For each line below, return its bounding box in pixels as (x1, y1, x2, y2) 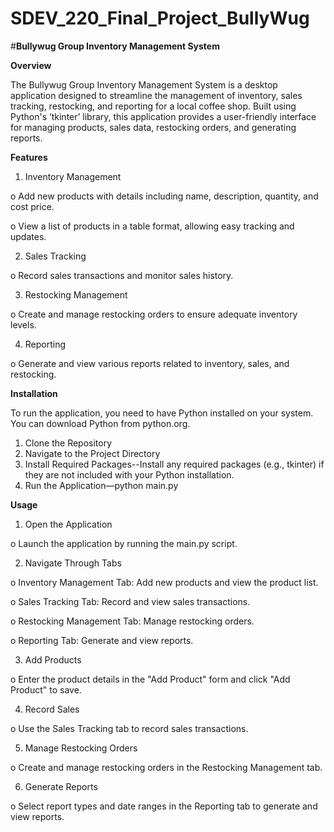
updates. (10, 230, 47, 242)
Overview (10, 59, 52, 71)
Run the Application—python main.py (24, 479, 179, 491)
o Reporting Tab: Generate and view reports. (10, 634, 194, 646)
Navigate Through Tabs (24, 557, 122, 569)
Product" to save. (10, 683, 82, 696)
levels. (10, 318, 37, 331)
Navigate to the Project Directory (24, 447, 161, 459)
